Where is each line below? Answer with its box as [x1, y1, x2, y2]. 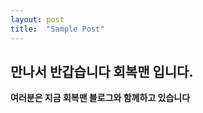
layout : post [10, 14, 65, 25]
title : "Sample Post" [10, 24, 105, 34]
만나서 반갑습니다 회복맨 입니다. [10, 63, 194, 80]
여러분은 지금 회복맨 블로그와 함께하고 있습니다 [10, 92, 191, 104]
